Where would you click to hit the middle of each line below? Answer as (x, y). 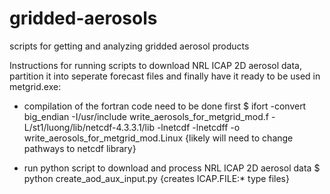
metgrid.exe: (35, 86)
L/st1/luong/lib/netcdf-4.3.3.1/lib (89, 127)
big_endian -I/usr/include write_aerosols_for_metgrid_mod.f (146, 116)
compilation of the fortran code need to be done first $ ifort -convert (165, 106)
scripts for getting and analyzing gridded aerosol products (129, 46)
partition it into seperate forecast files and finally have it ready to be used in (165, 76)
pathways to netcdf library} (80, 148)
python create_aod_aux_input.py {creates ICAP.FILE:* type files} (156, 178)
